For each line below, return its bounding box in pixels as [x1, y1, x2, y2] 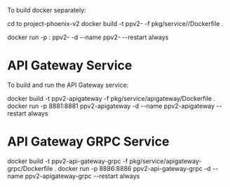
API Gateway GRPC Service [7, 134, 170, 150]
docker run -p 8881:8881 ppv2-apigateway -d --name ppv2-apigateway [7, 102, 215, 110]
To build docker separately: [7, 6, 86, 14]
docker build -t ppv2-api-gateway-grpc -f [7, 157, 128, 165]
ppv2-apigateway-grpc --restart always [25, 172, 140, 180]
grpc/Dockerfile [7, 164, 53, 172]
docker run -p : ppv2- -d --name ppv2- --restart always [7, 33, 169, 41]
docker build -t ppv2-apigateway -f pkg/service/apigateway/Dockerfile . [7, 94, 216, 102]
